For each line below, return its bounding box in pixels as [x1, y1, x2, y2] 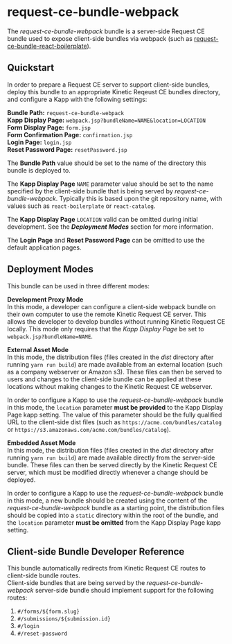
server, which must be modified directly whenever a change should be [7, 468, 208, 476]
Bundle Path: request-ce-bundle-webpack [7, 108, 125, 116]
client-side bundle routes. [7, 571, 81, 580]
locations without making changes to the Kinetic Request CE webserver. [7, 382, 213, 390]
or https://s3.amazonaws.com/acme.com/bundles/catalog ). [7, 425, 171, 433]
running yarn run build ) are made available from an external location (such [7, 360, 223, 368]
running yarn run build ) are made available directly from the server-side [7, 453, 215, 462]
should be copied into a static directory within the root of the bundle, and [7, 511, 219, 519]
